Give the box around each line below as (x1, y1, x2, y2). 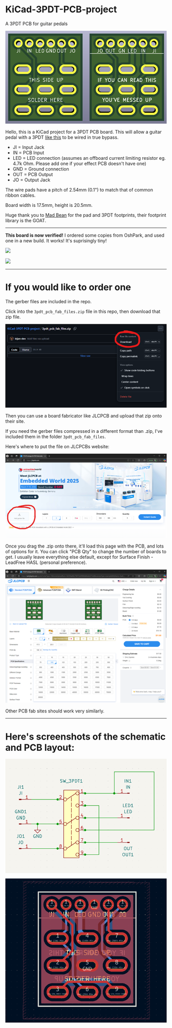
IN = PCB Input (12, 150, 45, 156)
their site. (5, 418, 26, 425)
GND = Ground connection (12, 165, 69, 172)
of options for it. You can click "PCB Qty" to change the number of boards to (5, 548, 166, 554)
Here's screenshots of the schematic (5, 731, 166, 742)
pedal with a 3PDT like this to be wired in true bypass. (5, 134, 119, 140)
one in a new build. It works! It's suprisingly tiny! (5, 237, 107, 244)
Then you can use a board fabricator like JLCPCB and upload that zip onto (5, 413, 162, 419)
